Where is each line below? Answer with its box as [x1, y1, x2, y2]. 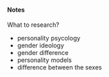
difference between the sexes [17, 63, 102, 71]
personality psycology [17, 34, 81, 43]
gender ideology [17, 41, 64, 49]
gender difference [17, 49, 69, 57]
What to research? [7, 21, 60, 29]
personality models [17, 56, 72, 65]
